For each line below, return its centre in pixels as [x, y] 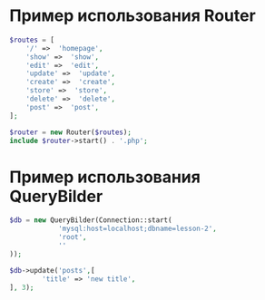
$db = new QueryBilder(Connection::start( [91, 220]
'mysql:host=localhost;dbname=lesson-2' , [137, 229]
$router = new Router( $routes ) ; [70, 132]
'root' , [73, 237]
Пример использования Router [132, 16]
